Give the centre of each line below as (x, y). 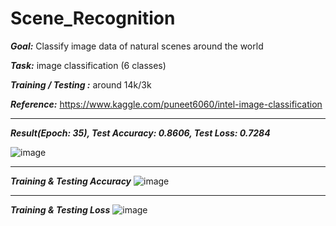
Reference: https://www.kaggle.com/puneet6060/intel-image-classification (166, 104)
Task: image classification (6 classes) (88, 65)
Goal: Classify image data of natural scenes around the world (137, 46)
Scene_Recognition (93, 18)
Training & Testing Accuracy (71, 181)
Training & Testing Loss (60, 209)
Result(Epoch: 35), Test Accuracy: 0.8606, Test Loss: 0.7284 (140, 133)
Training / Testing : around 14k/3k (81, 84)
